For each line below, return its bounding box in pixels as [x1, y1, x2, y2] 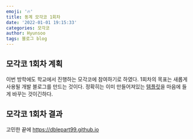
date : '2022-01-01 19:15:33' [6, 19, 77, 25]
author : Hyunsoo [6, 30, 46, 36]
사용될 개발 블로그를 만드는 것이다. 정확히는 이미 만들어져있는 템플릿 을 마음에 [6, 83, 181, 90]
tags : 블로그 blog [6, 36, 47, 42]
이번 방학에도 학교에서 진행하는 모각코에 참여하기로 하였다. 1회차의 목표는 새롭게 [6, 76, 188, 83]
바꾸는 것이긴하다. [12, 90, 53, 97]
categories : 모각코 [6, 25, 50, 31]
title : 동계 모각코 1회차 [6, 14, 61, 20]
